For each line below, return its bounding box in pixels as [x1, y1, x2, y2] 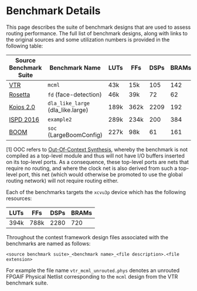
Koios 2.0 [9, 103, 35, 111]
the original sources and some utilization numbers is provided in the [6, 36, 170, 43]
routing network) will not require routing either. [6, 177, 119, 184]
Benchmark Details [6, 4, 101, 18]
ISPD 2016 [9, 115, 40, 123]
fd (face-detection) [47, 90, 102, 98]
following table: [6, 42, 43, 49]
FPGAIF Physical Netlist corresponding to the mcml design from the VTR [6, 273, 178, 280]
